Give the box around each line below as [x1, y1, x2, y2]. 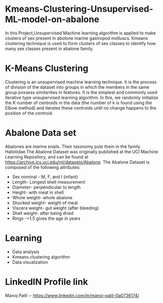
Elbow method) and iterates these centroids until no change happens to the [5, 105, 157, 111]
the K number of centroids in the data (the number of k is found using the [5, 99, 152, 106]
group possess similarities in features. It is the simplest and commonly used [5, 89, 158, 95]
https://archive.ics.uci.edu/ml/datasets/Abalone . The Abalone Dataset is [5, 159, 150, 165]
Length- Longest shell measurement [12, 179, 85, 185]
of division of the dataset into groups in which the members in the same [5, 84, 150, 90]
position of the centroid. [5, 110, 54, 116]
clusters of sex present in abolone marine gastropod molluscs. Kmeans [5, 35, 148, 41]
